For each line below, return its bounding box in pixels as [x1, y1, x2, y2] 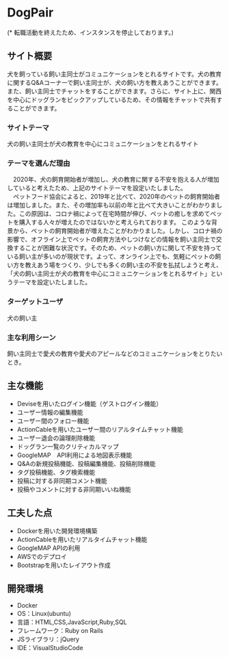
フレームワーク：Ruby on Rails [16, 627, 104, 635]
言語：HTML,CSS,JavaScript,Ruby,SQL [16, 618, 128, 626]
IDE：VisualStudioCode [16, 644, 83, 652]
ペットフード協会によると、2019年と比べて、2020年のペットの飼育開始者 [12, 193, 221, 201]
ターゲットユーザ [7, 297, 64, 306]
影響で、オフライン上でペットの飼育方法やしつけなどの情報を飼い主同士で [7, 235, 217, 244]
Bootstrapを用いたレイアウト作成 [16, 560, 111, 569]
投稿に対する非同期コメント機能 [16, 476, 107, 484]
